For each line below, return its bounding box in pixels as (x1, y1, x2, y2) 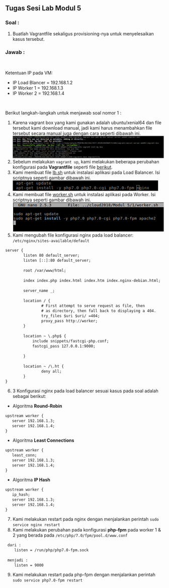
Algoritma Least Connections (12, 437, 74, 443)
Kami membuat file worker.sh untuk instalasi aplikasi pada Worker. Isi (12, 191, 156, 197)
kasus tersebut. (12, 36, 45, 42)
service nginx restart (12, 522, 60, 527)
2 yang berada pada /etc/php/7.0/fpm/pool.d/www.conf (12, 532, 128, 539)
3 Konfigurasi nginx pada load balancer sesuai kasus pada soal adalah (12, 388, 158, 394)
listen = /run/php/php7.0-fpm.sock (14, 548, 89, 553)
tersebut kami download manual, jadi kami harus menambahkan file (12, 125, 152, 131)
